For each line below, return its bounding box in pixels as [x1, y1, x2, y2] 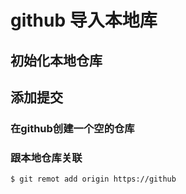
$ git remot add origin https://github [10, 174, 177, 185]
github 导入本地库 [10, 9, 158, 32]
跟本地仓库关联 [10, 151, 83, 165]
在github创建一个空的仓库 [10, 121, 135, 135]
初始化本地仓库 [10, 52, 103, 69]
